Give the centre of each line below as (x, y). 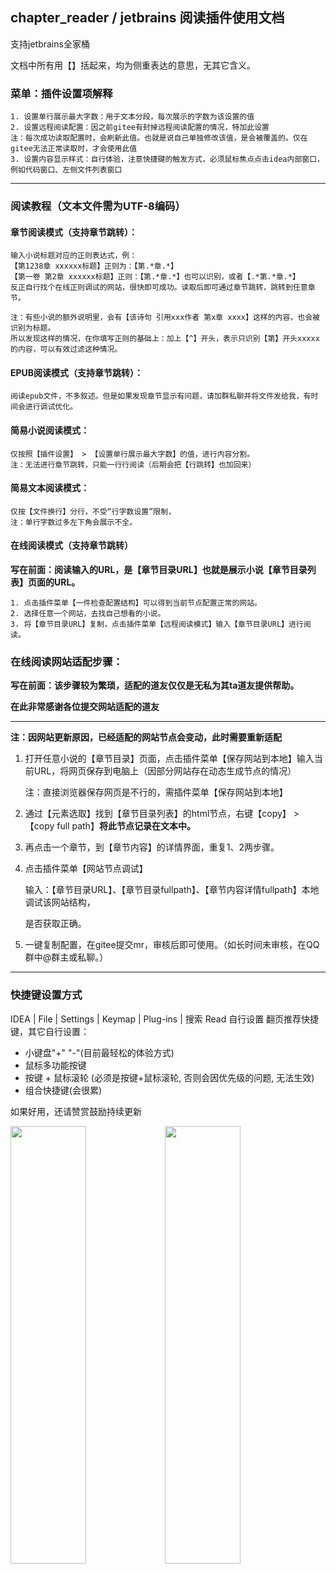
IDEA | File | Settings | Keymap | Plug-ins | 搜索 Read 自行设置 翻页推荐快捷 (165, 1019)
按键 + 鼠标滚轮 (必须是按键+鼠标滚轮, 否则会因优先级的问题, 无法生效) (169, 1077)
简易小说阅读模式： (50, 430)
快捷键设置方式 (46, 995)
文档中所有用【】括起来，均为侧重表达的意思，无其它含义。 (133, 65)
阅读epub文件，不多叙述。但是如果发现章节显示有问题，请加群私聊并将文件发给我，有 (161, 396)
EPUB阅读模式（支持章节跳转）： (77, 372)
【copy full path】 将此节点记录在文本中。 (110, 826)
